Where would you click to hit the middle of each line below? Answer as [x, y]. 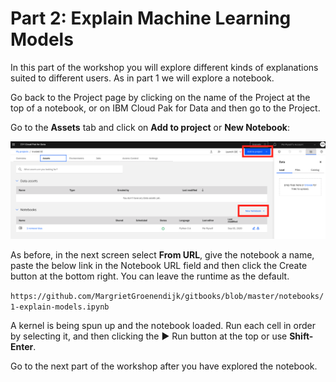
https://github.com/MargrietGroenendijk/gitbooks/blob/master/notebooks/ [167, 296]
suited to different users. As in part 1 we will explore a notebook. [142, 78]
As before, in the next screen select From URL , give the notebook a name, [162, 254]
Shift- [301, 336]
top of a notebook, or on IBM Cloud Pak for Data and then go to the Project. [165, 108]
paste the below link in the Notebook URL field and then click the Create [159, 265]
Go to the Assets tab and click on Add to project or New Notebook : [150, 127]
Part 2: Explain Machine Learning [151, 18]
